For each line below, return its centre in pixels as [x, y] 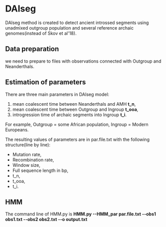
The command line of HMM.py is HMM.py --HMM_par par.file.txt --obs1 [81, 214]
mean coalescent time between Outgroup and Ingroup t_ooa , [75, 109]
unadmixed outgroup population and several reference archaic [69, 28]
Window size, [26, 165]
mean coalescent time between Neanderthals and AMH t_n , [74, 104]
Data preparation [32, 49]
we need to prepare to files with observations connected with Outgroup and [83, 61]
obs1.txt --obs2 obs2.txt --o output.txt [46, 219]
